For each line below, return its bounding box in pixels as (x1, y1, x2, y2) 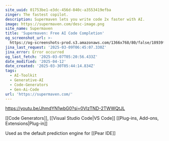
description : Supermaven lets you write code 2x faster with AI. (5, 17, 145, 22)
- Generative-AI (10, 78, 44, 83)
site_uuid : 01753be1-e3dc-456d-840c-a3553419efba (5, 7, 112, 13)
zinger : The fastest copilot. (5, 12, 69, 17)
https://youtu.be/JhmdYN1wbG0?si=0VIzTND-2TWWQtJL (5, 105, 125, 111)
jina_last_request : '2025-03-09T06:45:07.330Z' (5, 45, 107, 50)
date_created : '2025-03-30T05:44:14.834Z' (5, 63, 96, 68)
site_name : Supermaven (5, 26, 53, 31)
